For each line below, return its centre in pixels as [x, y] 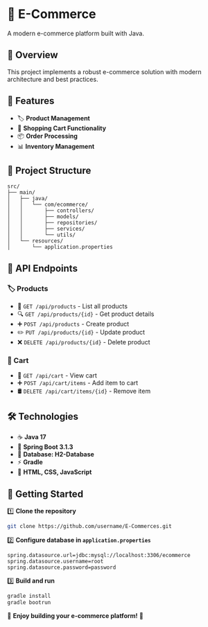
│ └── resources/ [35, 241]
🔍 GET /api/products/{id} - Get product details [86, 314]
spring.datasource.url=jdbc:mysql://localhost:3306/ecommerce [99, 555]
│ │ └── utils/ [42, 235]
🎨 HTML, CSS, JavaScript [54, 472]
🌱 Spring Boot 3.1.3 [45, 447]
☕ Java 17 [32, 437]
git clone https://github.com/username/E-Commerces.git [89, 526]
